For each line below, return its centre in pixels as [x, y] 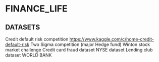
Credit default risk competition [37, 39]
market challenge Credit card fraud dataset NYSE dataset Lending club [79, 50]
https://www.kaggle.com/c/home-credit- [112, 39]
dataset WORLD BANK [29, 55]
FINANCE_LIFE [37, 9]
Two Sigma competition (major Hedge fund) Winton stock [90, 44]
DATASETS [23, 27]
